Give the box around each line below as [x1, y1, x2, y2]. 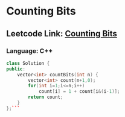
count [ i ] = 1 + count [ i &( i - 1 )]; [38, 89, 120, 95]
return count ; [28, 94, 63, 101]
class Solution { [6, 60, 50, 66]
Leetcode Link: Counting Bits [6, 28, 118, 39]
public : [6, 65, 26, 72]
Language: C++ [6, 47, 53, 55]
